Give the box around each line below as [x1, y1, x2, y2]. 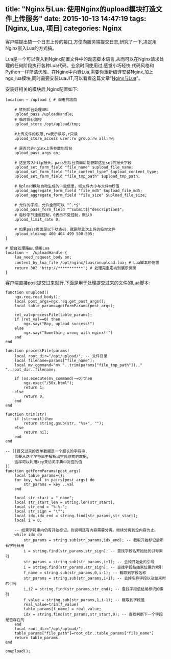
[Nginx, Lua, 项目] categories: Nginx [5, 24, 122, 33]
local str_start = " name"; [14, 495, 74, 500]
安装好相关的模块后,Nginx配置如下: [5, 86, 79, 92]
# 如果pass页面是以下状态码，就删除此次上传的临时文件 [14, 227, 116, 232]
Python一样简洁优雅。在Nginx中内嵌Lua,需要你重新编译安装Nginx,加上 [5, 69, 154, 75]
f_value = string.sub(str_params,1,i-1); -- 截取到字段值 [23, 597, 145, 603]
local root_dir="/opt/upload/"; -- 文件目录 [14, 353, 108, 358]
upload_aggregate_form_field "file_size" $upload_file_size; [14, 193, 147, 198]
